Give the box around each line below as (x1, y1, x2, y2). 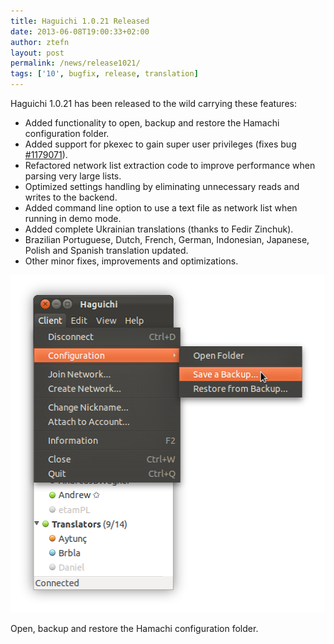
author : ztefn (10, 37, 70, 47)
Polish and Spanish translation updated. (24, 245, 189, 256)
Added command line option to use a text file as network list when (24, 202, 298, 214)
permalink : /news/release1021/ (10, 58, 141, 69)
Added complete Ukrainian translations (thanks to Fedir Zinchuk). (24, 223, 294, 235)
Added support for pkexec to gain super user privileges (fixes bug (24, 138, 297, 150)
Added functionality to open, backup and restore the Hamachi (24, 117, 280, 129)
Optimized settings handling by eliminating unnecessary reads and (24, 181, 300, 192)
